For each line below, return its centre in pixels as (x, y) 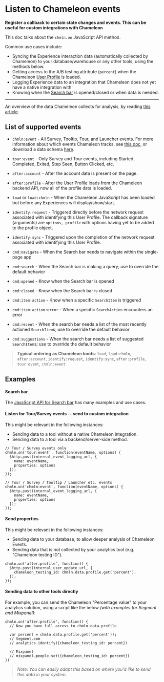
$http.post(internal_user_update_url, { (51, 568)
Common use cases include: (34, 46)
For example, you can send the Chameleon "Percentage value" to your (76, 602)
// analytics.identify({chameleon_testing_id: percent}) (69, 643)
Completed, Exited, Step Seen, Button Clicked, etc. (63, 164)
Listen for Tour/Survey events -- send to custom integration (67, 413)
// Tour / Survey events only (36, 448)
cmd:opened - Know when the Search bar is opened (63, 281)
